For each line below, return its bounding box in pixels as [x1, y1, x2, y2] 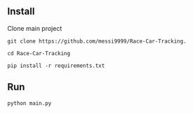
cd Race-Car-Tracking [7, 50, 71, 57]
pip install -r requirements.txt [7, 62, 105, 69]
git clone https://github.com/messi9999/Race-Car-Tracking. [7, 38, 187, 45]
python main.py [7, 99, 52, 107]
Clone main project [7, 24, 62, 32]
